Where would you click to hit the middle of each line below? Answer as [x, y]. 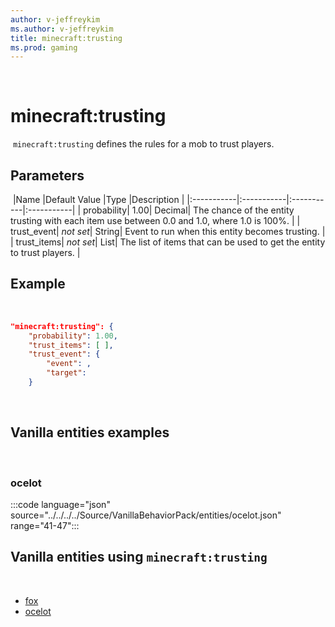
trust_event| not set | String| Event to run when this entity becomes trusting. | [168, 231]
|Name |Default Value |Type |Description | [98, 199]
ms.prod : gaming [44, 47]
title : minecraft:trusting [66, 38]
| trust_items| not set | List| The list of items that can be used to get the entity [168, 242]
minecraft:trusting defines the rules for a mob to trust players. [143, 144]
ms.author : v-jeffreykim [62, 29]
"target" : [66, 373]
